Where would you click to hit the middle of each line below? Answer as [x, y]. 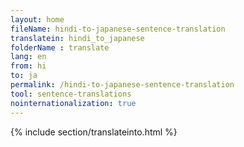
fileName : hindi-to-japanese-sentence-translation [118, 29]
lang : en [28, 57]
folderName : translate [60, 47]
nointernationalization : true [73, 103]
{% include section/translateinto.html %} [94, 132]
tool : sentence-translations [71, 94]
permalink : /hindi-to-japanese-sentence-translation [122, 85]
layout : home [37, 19]
